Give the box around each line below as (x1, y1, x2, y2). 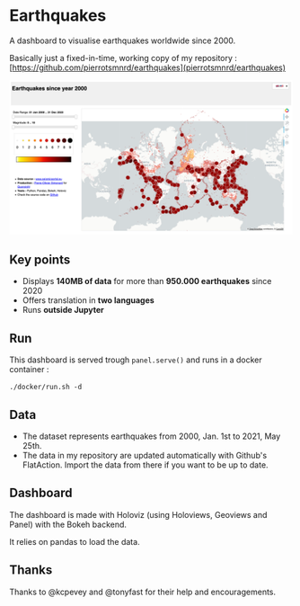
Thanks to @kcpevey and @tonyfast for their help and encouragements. (9, 586, 277, 597)
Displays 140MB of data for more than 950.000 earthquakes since (22, 276, 272, 287)
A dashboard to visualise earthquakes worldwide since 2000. (9, 35, 236, 46)
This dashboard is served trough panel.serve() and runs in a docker (9, 354, 262, 365)
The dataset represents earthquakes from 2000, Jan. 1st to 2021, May (22, 431, 281, 441)
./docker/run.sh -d (9, 383, 83, 392)
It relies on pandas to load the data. (9, 536, 141, 547)
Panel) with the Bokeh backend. (9, 519, 128, 530)
